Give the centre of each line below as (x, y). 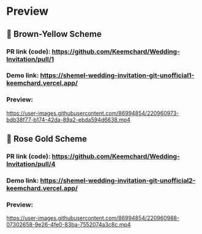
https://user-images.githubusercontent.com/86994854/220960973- (93, 113)
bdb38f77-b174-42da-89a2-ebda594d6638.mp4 (68, 119)
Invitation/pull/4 (31, 164)
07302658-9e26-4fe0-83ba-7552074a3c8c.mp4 (69, 225)
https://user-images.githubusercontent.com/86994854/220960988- (93, 218)
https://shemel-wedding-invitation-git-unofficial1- (117, 76)
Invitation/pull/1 (30, 59)
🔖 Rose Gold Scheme (47, 139)
